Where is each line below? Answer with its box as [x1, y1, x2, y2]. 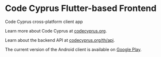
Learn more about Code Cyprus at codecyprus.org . [5, 28, 107, 34]
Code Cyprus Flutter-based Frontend [5, 3, 157, 14]
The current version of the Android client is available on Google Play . [5, 46, 142, 52]
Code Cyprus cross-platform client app [5, 19, 83, 24]
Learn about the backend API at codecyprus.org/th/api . [5, 37, 115, 43]
